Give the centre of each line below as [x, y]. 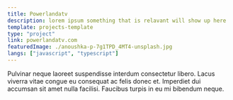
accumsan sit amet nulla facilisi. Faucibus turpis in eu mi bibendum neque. [116, 89]
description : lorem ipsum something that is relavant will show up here [117, 21]
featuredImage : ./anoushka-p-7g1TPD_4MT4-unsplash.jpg [90, 47]
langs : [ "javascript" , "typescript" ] [63, 54]
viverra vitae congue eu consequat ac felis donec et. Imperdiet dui [104, 81]
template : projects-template [50, 27]
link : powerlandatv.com [42, 40]
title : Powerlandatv [38, 14]
